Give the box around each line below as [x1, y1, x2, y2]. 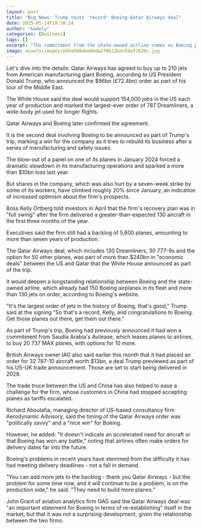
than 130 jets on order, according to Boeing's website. [6, 290, 140, 298]
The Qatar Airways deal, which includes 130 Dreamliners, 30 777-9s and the [6, 247, 195, 254]
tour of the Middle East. [6, 84, 64, 91]
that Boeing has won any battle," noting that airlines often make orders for [6, 437, 189, 444]
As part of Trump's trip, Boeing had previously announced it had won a [6, 326, 182, 334]
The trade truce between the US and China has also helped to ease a [6, 382, 177, 389]
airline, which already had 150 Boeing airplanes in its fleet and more [24, 284, 192, 292]
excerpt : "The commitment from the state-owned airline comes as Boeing [6, 43, 192, 49]
